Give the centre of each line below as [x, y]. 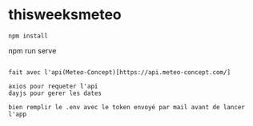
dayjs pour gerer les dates [55, 93]
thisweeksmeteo [65, 15]
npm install [28, 36]
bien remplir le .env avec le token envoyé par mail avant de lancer [127, 107]
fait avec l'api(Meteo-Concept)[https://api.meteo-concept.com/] [119, 72]
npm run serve [32, 50]
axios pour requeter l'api [53, 86]
